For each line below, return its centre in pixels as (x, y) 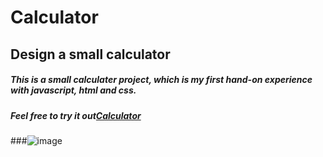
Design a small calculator (90, 54)
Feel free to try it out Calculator (76, 115)
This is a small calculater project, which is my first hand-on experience (161, 80)
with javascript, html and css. (73, 90)
